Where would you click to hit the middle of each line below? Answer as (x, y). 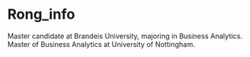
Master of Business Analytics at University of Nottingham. (101, 44)
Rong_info (41, 14)
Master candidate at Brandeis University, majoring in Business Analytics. (125, 36)
